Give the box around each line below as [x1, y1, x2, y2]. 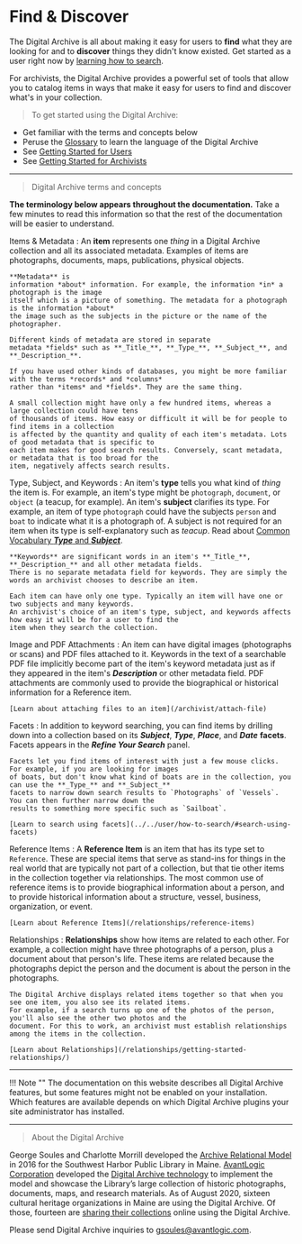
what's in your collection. [9, 92, 102, 103]
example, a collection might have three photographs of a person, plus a [9, 944, 273, 955]
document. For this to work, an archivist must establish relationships [9, 1021, 288, 1030]
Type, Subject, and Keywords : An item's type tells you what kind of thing [9, 477, 281, 488]
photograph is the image [9, 288, 102, 297]
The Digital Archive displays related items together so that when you [9, 990, 283, 999]
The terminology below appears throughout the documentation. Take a [9, 198, 280, 209]
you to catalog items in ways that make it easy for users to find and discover [9, 82, 292, 93]
